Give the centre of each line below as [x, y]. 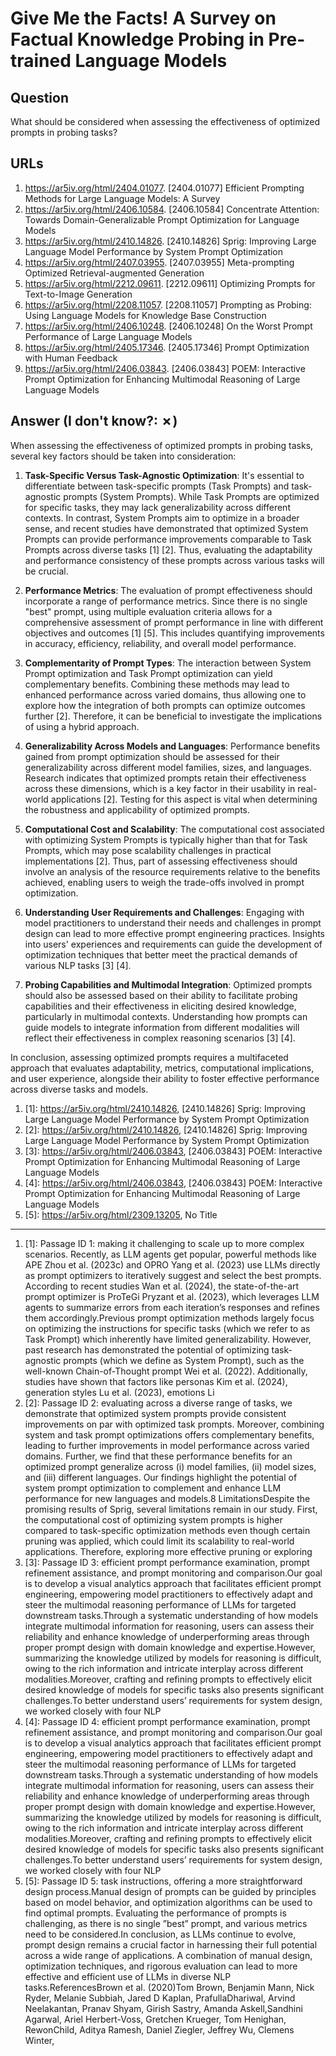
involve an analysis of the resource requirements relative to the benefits [172, 871]
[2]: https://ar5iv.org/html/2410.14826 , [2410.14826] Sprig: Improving [166, 1129]
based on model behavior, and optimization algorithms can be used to [168, 1902]
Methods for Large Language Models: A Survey [122, 198]
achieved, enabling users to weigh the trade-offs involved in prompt [164, 882]
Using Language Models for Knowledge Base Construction [145, 315]
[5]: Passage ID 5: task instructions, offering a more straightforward [163, 1881]
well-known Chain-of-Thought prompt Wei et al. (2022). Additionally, [166, 1371]
